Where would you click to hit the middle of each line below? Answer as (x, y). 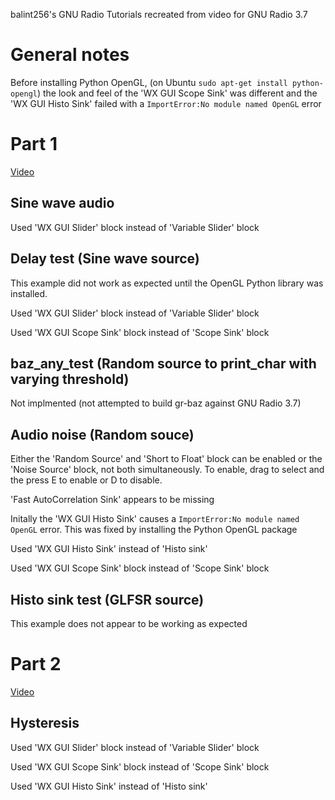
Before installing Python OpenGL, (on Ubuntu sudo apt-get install (149, 82)
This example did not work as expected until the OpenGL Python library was (167, 283)
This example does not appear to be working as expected (129, 623)
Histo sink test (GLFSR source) (107, 599)
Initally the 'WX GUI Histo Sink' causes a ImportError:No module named (155, 519)
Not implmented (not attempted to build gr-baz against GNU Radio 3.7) (156, 403)
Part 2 (36, 664)
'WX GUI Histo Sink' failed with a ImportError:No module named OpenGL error (166, 103)
